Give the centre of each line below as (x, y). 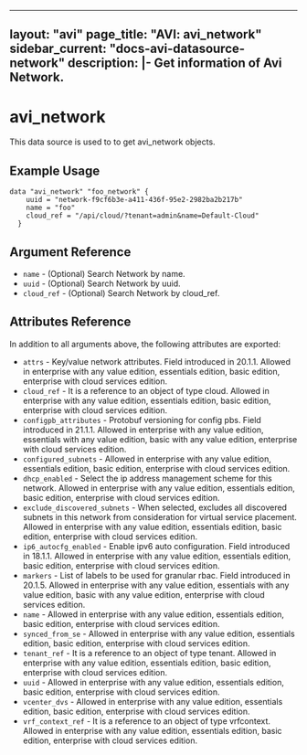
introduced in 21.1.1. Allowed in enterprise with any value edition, (143, 430)
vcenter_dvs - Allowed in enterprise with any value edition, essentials (153, 701)
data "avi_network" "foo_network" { (79, 192)
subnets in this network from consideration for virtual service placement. (159, 516)
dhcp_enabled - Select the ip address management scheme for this (147, 478)
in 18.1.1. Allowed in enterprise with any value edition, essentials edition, (157, 556)
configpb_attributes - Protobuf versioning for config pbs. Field (142, 420)
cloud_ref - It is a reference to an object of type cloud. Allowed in (146, 390)
